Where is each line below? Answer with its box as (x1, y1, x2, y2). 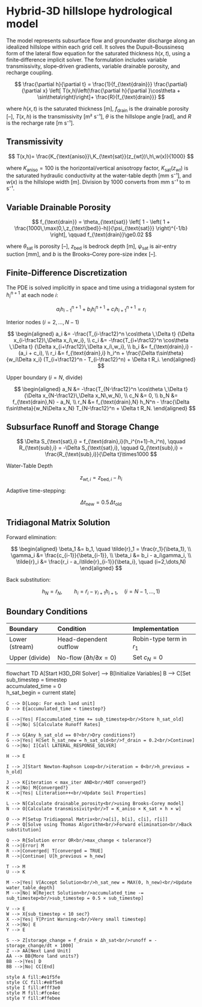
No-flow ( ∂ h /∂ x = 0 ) (57, 654, 117, 662)
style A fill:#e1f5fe (6, 974, 61, 980)
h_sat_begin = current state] (6, 689, 76, 696)
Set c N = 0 (132, 653, 164, 662)
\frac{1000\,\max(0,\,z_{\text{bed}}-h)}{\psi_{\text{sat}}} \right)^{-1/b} (14, 224, 188, 232)
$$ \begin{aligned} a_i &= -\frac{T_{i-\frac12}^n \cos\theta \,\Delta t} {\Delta (7, 330, 195, 337)
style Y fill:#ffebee (6, 995, 61, 1001)
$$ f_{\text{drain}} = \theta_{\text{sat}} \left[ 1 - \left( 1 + (32, 218, 170, 226)
